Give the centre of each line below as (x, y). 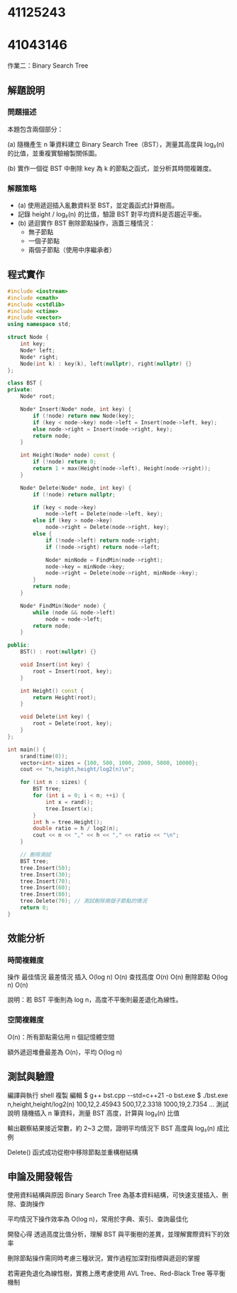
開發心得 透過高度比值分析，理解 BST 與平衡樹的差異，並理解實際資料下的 (115, 1234)
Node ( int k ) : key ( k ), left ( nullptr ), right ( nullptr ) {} (106, 364)
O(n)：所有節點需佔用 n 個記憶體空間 (61, 1037)
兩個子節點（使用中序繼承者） (72, 250)
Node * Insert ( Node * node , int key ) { (76, 409)
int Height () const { (52, 691)
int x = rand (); (69, 802)
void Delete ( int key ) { (55, 717)
